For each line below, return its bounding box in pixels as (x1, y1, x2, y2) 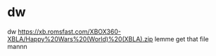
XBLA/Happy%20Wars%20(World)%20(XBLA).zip (7, 34, 153, 43)
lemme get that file (154, 34, 209, 43)
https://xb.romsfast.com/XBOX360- (17, 27, 122, 36)
